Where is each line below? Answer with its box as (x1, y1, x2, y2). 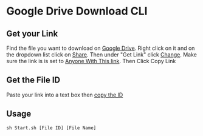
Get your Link (6, 29, 58, 39)
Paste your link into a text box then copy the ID (6, 91, 123, 98)
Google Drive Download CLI (6, 4, 148, 18)
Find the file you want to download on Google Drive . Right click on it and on (6, 44, 195, 52)
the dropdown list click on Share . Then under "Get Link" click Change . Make (6, 51, 198, 58)
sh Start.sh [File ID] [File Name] (6, 124, 97, 131)
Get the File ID (6, 75, 61, 86)
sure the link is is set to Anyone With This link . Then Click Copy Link (6, 58, 176, 64)
